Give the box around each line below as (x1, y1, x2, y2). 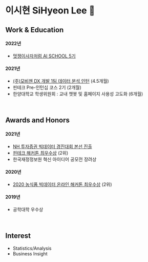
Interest (5, 232, 31, 240)
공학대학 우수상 (12, 206, 44, 212)
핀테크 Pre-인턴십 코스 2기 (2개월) (12, 84, 82, 90)
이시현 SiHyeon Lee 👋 (5, 5, 95, 16)
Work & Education (5, 25, 64, 34)
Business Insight (12, 250, 48, 257)
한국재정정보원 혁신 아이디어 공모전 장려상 (12, 156, 97, 162)
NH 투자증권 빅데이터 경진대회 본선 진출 (12, 143, 92, 149)
